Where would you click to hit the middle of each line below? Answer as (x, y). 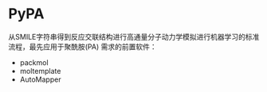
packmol (34, 62)
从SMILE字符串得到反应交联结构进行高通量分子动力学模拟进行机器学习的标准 (134, 36)
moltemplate (40, 71)
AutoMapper (40, 79)
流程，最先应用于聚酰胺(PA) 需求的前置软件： (82, 46)
